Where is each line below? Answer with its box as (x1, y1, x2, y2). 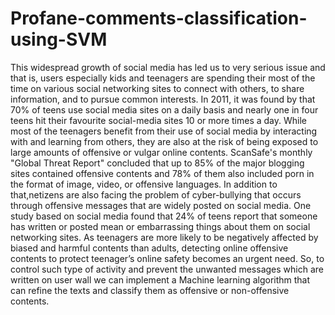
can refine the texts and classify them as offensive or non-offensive (10, 284, 290, 296)
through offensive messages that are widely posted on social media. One (10, 199, 312, 211)
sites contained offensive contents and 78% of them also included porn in (10, 167, 315, 179)
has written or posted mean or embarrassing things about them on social (10, 220, 311, 232)
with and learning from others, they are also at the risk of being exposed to (10, 135, 319, 147)
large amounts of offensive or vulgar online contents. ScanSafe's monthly (10, 146, 313, 158)
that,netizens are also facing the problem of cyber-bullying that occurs (10, 188, 302, 201)
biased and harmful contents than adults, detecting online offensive (10, 242, 289, 254)
